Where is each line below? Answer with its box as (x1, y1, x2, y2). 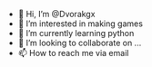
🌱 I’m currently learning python (17, 28, 135, 38)
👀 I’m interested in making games (17, 18, 144, 29)
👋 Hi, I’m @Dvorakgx (17, 9, 96, 19)
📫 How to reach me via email (17, 48, 129, 58)
